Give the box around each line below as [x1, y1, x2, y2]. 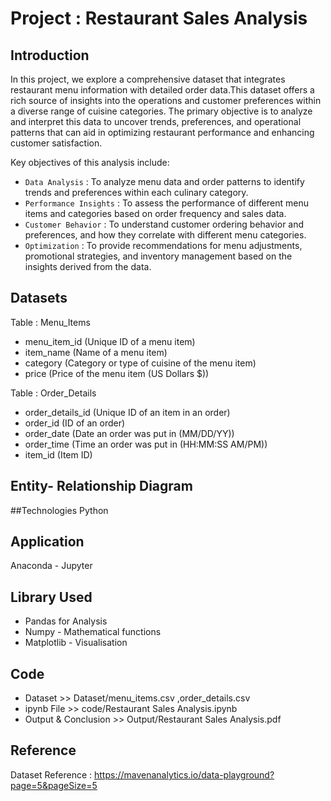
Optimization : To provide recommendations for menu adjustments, [24, 240, 303, 251]
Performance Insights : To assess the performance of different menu [24, 197, 310, 209]
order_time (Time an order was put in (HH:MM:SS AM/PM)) [24, 438, 268, 450]
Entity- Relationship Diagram [10, 478, 193, 495]
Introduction [10, 47, 90, 64]
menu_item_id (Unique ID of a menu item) [24, 335, 196, 347]
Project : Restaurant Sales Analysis [10, 7, 308, 30]
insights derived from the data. [24, 261, 152, 272]
